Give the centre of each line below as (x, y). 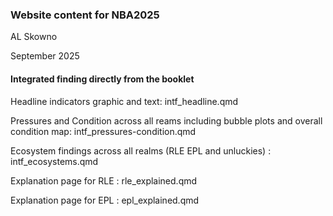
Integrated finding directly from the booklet (102, 79)
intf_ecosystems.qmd (54, 161)
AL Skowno (34, 37)
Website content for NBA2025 (85, 15)
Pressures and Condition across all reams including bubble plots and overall (166, 120)
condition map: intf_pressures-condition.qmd (103, 131)
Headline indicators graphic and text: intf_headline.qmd (124, 101)
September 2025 (45, 56)
